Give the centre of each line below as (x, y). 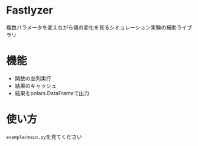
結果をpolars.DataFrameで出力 (52, 93)
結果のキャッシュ (35, 86)
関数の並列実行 (33, 78)
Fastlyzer (30, 10)
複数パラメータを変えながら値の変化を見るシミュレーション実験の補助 (92, 27)
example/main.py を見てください (44, 137)
